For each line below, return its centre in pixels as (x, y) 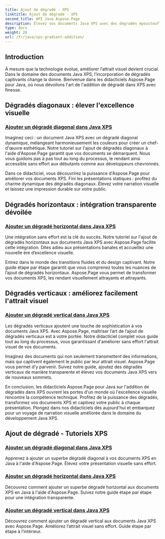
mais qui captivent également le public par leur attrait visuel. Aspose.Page (80, 361)
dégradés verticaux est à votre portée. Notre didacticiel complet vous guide (82, 336)
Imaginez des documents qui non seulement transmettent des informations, (82, 356)
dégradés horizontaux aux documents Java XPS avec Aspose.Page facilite (81, 242)
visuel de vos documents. (31, 347)
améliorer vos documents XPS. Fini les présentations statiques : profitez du (81, 179)
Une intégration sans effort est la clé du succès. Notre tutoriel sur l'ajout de (81, 237)
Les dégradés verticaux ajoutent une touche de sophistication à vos (74, 326)
